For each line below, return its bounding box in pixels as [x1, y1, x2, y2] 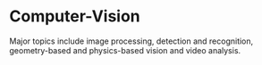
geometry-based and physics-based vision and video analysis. [9, 45, 241, 55]
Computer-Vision [9, 6, 140, 27]
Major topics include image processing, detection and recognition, [9, 36, 254, 46]
